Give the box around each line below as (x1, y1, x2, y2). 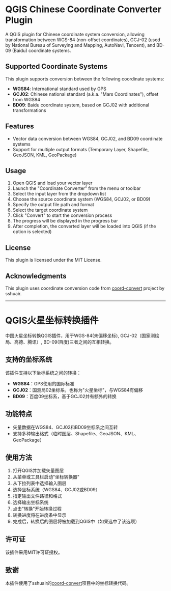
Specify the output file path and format (12, 202, 94, 208)
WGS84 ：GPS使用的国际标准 (12, 380, 75, 386)
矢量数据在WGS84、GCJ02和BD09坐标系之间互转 (12, 424, 118, 430)
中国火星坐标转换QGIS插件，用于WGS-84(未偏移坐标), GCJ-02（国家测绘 (5, 332, 159, 339)
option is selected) (12, 229, 52, 235)
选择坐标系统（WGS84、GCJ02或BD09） (12, 487, 100, 493)
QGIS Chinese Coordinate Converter (5, 4, 162, 15)
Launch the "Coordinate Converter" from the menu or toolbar (12, 185, 141, 191)
